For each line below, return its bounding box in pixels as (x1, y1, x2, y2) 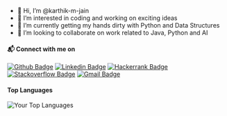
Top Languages (7, 86, 53, 94)
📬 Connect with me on (7, 45, 76, 53)
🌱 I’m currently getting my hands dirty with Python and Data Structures (17, 21, 220, 29)
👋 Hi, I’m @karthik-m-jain (17, 7, 89, 14)
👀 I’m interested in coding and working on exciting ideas (17, 14, 178, 22)
